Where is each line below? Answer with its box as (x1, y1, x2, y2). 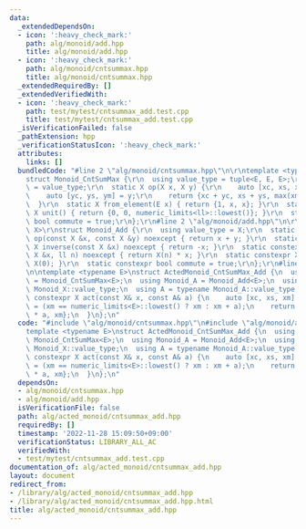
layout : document (9, 472, 76, 481)
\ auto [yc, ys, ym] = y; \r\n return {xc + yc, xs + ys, (25, 192, 271, 201)
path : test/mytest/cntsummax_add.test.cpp (25, 107, 189, 116)
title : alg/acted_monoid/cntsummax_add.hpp (9, 505, 178, 514)
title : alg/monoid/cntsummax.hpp (25, 73, 153, 82)
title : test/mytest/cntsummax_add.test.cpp (25, 115, 194, 124)
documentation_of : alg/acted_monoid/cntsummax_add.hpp (9, 462, 222, 472)
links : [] (25, 157, 64, 167)
